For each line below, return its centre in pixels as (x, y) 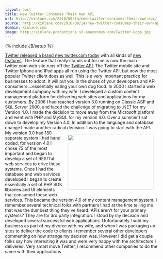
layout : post (18, 9)
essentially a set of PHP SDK (33, 184)
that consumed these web (31, 195)
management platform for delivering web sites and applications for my (75, 97)
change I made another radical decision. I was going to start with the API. (78, 128)
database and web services (33, 174)
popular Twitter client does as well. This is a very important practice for (76, 76)
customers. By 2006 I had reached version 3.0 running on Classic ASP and (80, 102)
